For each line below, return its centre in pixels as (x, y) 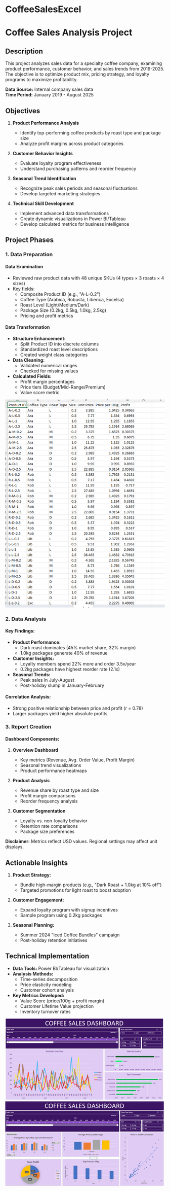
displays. (15, 847)
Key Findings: (20, 631)
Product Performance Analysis (46, 123)
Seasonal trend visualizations (51, 765)
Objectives (23, 111)
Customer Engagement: (38, 900)
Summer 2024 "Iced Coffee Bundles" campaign (70, 935)
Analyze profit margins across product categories (72, 144)
